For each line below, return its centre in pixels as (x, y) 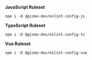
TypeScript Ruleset (25, 25)
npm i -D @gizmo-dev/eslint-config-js (45, 16)
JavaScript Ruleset (25, 7)
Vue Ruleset (18, 44)
